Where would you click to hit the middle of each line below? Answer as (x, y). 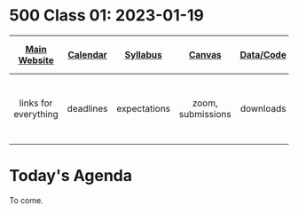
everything (36, 114)
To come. (27, 200)
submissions (205, 114)
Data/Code (263, 54)
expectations (144, 108)
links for (36, 103)
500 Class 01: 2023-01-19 (106, 16)
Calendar (88, 54)
